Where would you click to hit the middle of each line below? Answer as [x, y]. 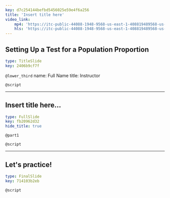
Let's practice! [29, 165]
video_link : [18, 19]
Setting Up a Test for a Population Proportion [77, 49]
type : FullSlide [22, 117]
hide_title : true [24, 126]
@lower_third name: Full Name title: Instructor [53, 75]
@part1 [12, 136]
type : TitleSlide [24, 61]
